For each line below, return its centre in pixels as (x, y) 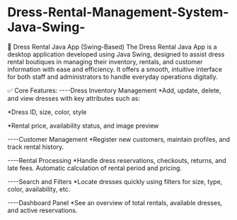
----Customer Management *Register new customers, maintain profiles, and (119, 139)
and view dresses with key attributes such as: (74, 98)
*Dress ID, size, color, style (47, 112)
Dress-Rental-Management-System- (118, 12)
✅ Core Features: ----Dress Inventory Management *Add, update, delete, (114, 90)
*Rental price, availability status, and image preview (83, 126)
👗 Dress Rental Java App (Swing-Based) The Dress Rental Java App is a (112, 47)
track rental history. (36, 147)
